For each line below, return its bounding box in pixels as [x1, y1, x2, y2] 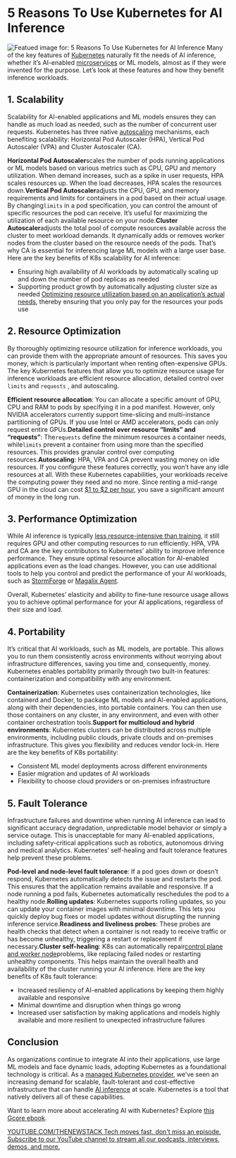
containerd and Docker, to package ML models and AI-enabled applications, [7, 696, 229, 704]
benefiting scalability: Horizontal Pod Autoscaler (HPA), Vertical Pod [7, 135, 204, 143]
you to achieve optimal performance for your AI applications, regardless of [7, 598, 223, 606]
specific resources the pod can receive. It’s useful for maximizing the [7, 208, 208, 217]
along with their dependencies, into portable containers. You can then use [7, 704, 222, 712]
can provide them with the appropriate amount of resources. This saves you [7, 351, 228, 360]
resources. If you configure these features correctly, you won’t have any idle [7, 462, 229, 471]
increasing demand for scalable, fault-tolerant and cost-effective [7, 1078, 195, 1086]
